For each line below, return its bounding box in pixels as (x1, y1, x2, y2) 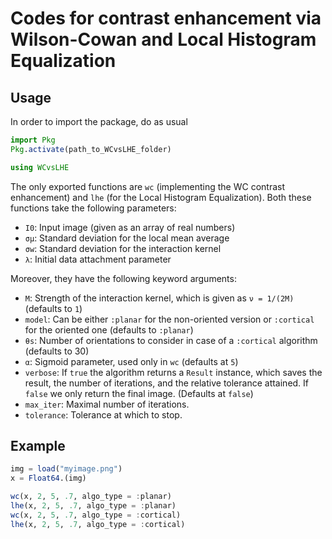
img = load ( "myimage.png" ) (10, 464, 123, 474)
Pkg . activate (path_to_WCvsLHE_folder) (10, 144, 172, 154)
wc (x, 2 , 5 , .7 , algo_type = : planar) (10, 492, 172, 502)
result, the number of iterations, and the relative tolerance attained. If (24, 377, 310, 389)
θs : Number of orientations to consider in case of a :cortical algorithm (24, 334, 318, 346)
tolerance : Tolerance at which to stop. (24, 408, 183, 421)
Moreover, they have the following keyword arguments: (10, 272, 237, 284)
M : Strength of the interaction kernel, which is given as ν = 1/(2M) (24, 292, 295, 304)
